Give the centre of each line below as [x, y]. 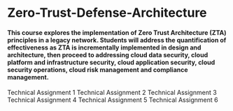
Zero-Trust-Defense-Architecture [107, 13]
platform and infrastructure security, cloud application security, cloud [111, 62]
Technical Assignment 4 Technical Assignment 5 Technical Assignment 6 [113, 100]
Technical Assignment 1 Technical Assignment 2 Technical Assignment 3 [112, 93]
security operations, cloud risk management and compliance [98, 69]
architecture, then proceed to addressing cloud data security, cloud [108, 54]
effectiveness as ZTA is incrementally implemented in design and [104, 47]
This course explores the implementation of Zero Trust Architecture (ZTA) [117, 32]
